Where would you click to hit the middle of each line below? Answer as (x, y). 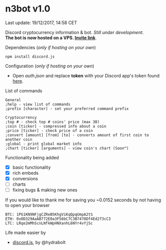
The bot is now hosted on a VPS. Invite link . (51, 38)
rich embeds (25, 173)
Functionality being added (32, 157)
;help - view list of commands (38, 104)
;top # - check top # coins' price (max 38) (52, 122)
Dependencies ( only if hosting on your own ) (51, 47)
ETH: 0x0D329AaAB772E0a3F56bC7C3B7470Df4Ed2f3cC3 (58, 219)
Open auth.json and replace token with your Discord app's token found (86, 75)
